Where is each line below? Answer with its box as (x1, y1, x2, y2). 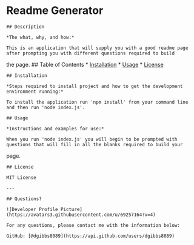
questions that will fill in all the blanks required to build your (6, 141, 183, 147)
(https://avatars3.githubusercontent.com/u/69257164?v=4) (6, 212, 156, 218)
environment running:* (6, 89, 64, 95)
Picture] (60, 206, 83, 212)
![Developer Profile (6, 206, 59, 212)
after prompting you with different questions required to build (6, 50, 175, 56)
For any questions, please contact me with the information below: (6, 222, 181, 228)
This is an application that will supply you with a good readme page (6, 45, 189, 51)
